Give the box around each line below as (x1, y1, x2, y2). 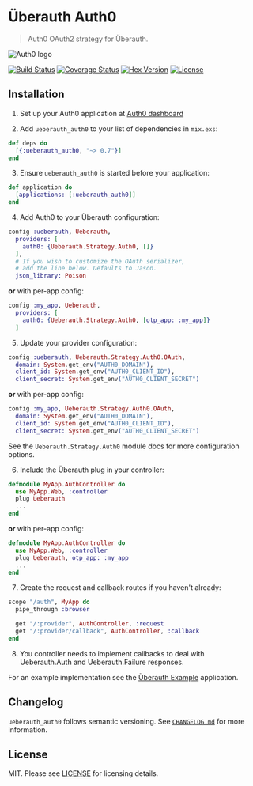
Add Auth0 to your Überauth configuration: (19, 213, 160, 221)
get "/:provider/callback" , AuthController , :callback (15, 627, 200, 635)
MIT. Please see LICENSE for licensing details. (8, 769, 159, 778)
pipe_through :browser (15, 606, 90, 614)
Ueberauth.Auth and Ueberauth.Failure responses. (19, 657, 184, 667)
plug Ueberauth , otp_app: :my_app (15, 554, 129, 561)
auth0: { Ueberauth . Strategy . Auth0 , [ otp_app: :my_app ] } (22, 316, 211, 324)
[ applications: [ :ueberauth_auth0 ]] (15, 191, 136, 199)
